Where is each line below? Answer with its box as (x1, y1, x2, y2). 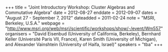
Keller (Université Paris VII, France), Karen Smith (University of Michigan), (5, 36, 157, 42)
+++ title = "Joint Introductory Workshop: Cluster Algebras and (5, 4, 135, 10)
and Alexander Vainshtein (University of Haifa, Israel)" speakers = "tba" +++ (5, 41, 163, 47)
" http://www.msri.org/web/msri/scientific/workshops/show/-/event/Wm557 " (5, 25, 163, 31)
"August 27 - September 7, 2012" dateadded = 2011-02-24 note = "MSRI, (5, 15, 155, 20)
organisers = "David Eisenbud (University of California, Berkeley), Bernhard (5, 31, 161, 36)
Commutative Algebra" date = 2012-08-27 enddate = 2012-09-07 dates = (5, 9, 157, 15)
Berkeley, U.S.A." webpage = (5, 20, 65, 26)
